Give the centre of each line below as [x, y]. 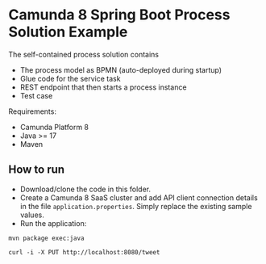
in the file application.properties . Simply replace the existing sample [136, 206]
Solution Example [68, 32]
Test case [36, 95]
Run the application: [53, 223]
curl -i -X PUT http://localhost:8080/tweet [84, 252]
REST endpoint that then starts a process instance [103, 87]
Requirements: [32, 111]
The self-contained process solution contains [84, 54]
